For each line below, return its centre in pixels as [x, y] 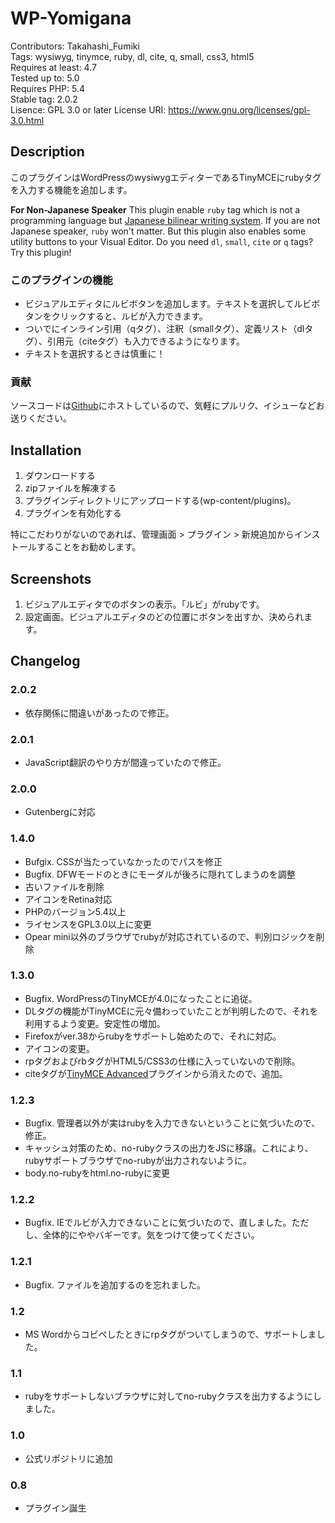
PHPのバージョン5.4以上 [75, 911]
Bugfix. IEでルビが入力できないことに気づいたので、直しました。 [158, 1223]
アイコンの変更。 [60, 1048]
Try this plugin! [41, 252]
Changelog [45, 661]
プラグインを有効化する [73, 513]
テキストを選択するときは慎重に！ [95, 354]
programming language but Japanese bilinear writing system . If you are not [165, 220]
